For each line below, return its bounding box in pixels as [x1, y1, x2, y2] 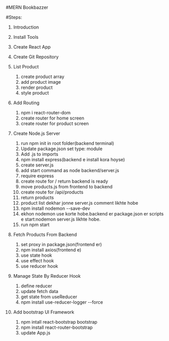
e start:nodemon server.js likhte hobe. [20, 216, 101, 222]
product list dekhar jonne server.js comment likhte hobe [20, 200, 138, 206]
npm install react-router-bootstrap [20, 324, 93, 330]
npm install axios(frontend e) [20, 247, 82, 253]
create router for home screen [20, 115, 85, 121]
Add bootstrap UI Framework [13, 309, 75, 315]
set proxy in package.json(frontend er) [20, 241, 102, 247]
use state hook [20, 252, 53, 258]
